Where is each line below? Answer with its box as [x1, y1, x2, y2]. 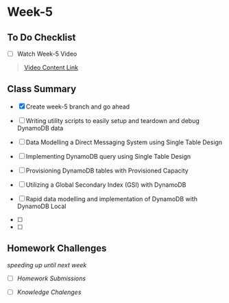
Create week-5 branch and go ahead [25, 102, 130, 111]
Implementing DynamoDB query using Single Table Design [25, 152, 191, 160]
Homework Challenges [7, 243, 107, 254]
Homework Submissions [16, 274, 86, 282]
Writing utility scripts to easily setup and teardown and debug [25, 116, 200, 124]
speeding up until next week [7, 260, 87, 269]
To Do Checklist [7, 32, 76, 43]
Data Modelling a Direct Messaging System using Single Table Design [25, 138, 223, 146]
